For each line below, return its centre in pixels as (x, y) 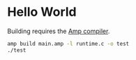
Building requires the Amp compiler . (59, 31)
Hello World (42, 12)
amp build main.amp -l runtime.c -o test (68, 43)
